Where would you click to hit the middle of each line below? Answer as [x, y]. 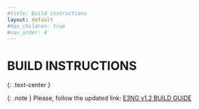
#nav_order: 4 [27, 32]
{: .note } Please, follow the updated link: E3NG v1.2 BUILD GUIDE [99, 98]
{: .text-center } [29, 85]
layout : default [30, 20]
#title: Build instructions [47, 13]
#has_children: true [37, 26]
